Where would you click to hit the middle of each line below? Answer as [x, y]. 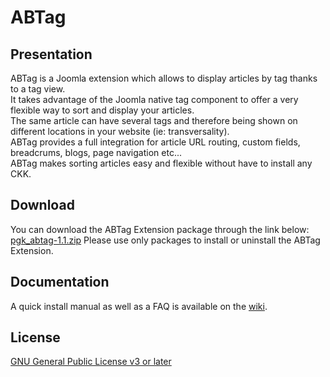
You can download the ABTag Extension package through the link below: [160, 229]
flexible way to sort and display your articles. [102, 110]
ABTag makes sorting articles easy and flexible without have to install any [161, 163]
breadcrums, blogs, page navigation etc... [96, 152]
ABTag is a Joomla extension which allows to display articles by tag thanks [164, 78]
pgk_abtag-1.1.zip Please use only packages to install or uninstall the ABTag [165, 240]
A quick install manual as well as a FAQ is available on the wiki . [139, 306]
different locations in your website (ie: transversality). [120, 131]
